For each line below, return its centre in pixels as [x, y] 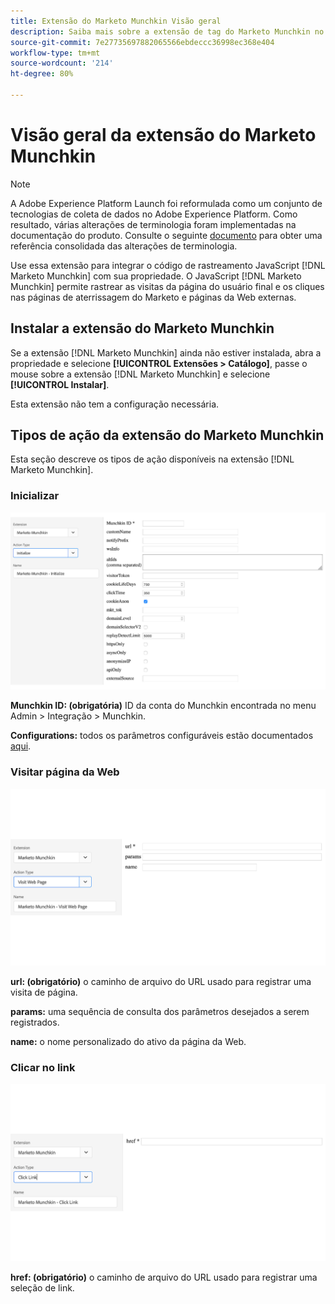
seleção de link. [42, 1287]
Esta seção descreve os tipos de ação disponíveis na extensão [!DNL [152, 459]
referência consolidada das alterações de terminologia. [124, 246]
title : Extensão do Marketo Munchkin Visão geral [116, 21]
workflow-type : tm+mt [55, 53]
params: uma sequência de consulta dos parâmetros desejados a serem [160, 1012]
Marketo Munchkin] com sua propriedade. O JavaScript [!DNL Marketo [156, 276]
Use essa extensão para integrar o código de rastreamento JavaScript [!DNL [168, 265]
